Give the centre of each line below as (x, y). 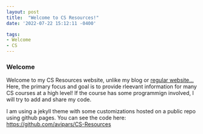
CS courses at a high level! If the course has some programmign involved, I (100, 93)
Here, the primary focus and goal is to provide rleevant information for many (102, 86)
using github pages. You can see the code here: (66, 118)
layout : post (23, 12)
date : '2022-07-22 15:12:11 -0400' (51, 23)
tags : (13, 34)
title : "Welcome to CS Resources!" (53, 18)
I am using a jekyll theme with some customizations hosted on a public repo (101, 111)
